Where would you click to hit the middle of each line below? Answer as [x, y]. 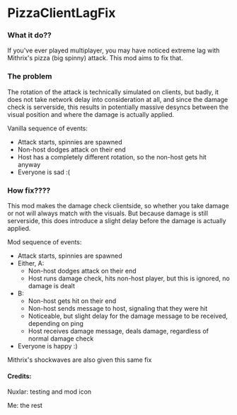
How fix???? [29, 191]
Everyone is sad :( [44, 172]
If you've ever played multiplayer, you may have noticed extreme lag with [114, 50]
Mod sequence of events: [45, 242]
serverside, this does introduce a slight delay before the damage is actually [117, 221]
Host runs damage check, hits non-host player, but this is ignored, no [129, 278]
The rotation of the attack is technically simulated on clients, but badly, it [113, 92]
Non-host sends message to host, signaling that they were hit [118, 309]
